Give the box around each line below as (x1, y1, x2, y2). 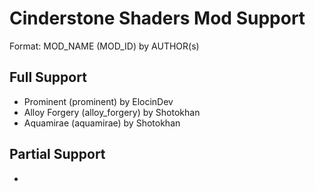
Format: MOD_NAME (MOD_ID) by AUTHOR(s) (9, 40, 200, 52)
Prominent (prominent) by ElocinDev (23, 95, 174, 107)
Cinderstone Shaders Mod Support (9, 7, 306, 30)
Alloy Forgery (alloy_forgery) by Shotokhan (23, 106, 201, 118)
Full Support (9, 69, 87, 86)
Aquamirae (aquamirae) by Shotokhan (23, 117, 181, 129)
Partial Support (9, 146, 106, 163)
